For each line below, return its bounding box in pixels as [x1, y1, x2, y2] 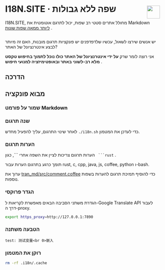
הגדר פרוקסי [5, 189, 34, 195]
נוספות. [5, 176, 19, 182]
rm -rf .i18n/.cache [5, 261, 48, 266]
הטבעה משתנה [5, 226, 40, 233]
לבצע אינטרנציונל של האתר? [5, 44, 58, 50]
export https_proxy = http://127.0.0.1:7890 [5, 215, 93, 219]
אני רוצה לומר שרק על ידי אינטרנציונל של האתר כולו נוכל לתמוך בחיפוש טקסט [5, 53, 154, 59]
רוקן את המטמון [5, 249, 41, 256]
